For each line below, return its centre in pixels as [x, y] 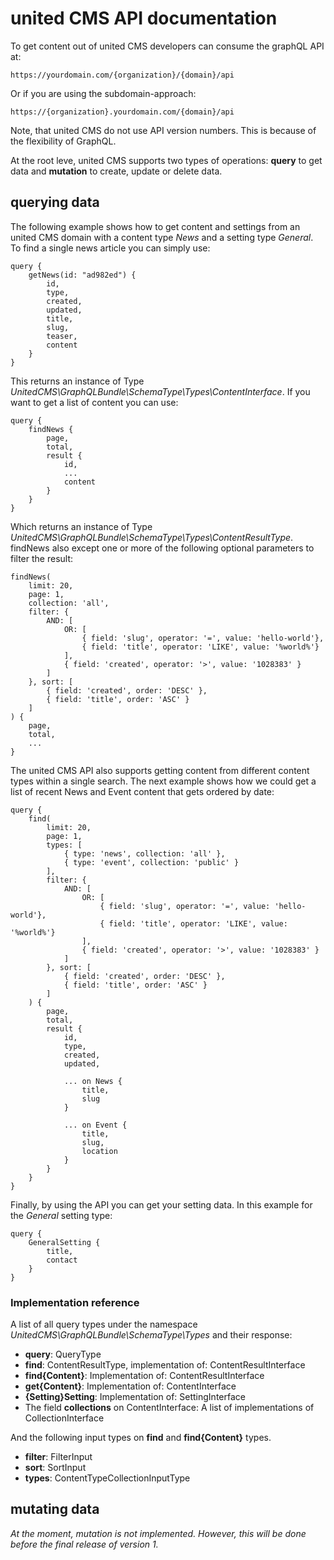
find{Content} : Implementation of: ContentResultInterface [144, 1376]
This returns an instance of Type [77, 381]
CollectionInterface [64, 1418]
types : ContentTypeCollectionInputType [107, 1478]
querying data [55, 202]
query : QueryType [63, 1354]
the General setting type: [61, 1215]
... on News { [93, 1081]
